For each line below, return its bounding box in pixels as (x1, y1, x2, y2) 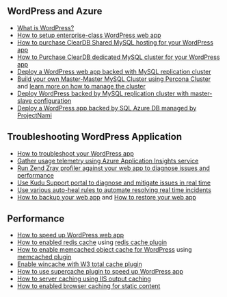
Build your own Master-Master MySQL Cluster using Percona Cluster (16, 75, 211, 83)
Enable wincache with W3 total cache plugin (16, 260, 142, 268)
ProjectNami (16, 111, 53, 119)
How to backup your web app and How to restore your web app (16, 193, 197, 201)
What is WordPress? (16, 23, 75, 32)
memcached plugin (16, 253, 72, 261)
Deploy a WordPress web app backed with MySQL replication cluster (16, 67, 211, 75)
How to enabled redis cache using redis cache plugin (16, 238, 168, 246)
